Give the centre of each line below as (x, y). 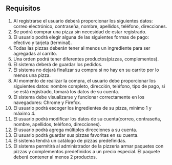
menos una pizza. (32, 75)
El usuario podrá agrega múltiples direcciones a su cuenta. (75, 130)
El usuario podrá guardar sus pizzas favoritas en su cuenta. (76, 135)
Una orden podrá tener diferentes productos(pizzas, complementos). (86, 59)
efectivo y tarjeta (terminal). (42, 43)
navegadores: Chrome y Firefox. (47, 102)
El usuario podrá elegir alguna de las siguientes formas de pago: (81, 37)
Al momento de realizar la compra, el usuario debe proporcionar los (84, 80)
